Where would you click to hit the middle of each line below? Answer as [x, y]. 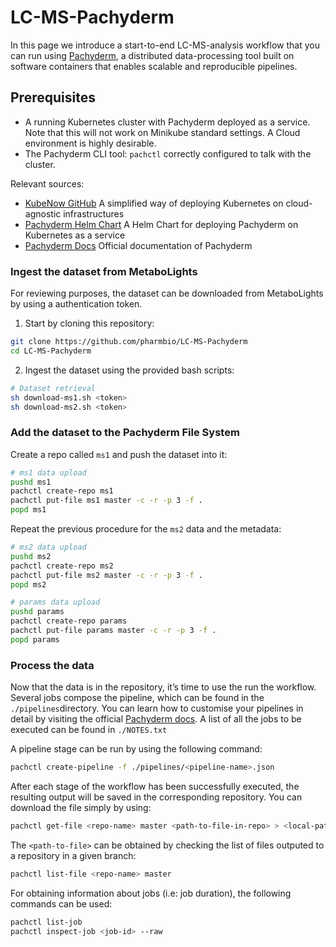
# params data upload [55, 602]
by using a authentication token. [76, 304]
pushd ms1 [31, 482]
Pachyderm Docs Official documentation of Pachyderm [138, 245]
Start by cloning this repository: [89, 323]
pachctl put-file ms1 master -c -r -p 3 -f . [106, 501]
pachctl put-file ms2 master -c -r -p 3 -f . [106, 575]
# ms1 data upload [48, 472]
